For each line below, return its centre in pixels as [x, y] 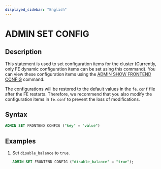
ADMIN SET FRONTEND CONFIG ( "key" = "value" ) [52, 126]
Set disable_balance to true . [41, 153]
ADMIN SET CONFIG [47, 34]
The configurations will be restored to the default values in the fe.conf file [80, 89]
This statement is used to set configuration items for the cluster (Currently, [81, 64]
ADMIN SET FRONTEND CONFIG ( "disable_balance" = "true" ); [73, 162]
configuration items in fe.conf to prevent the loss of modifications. [73, 99]
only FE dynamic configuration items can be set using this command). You [80, 69]
